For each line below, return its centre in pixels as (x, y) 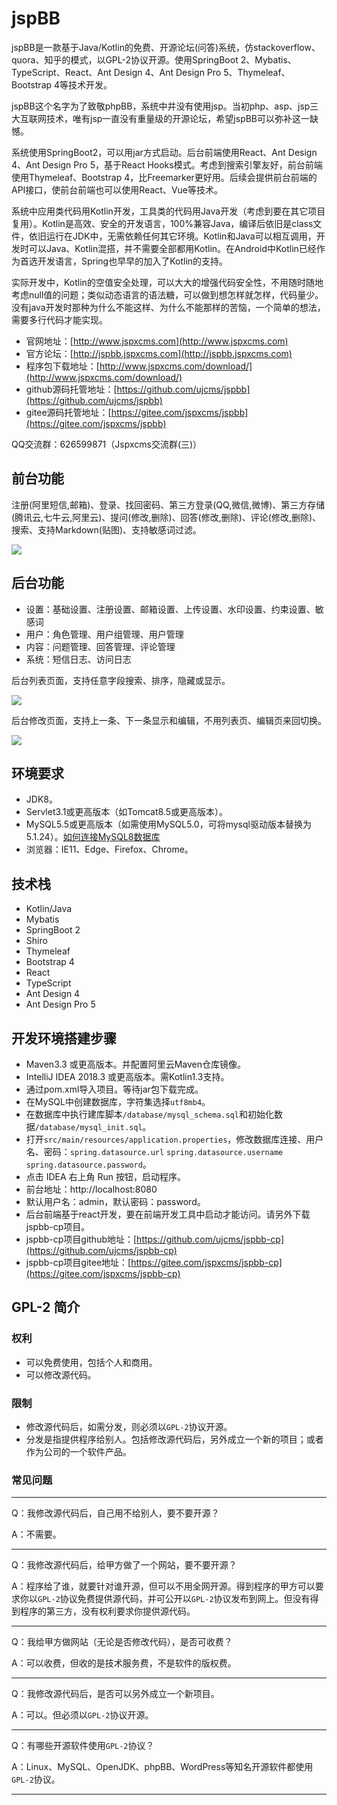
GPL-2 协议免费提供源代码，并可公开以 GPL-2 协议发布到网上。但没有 (174, 1599)
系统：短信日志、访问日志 (78, 659)
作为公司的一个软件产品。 (78, 1451)
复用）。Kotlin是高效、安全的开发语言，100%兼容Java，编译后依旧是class (162, 223)
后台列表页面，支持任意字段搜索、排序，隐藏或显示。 (121, 680)
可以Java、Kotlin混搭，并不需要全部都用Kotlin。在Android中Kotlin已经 (172, 248)
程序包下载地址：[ (62, 366)
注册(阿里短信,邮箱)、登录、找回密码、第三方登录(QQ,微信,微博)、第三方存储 (168, 504)
